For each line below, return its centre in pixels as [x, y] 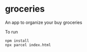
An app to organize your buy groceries [44, 22]
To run [12, 32]
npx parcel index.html [28, 45]
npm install [17, 41]
